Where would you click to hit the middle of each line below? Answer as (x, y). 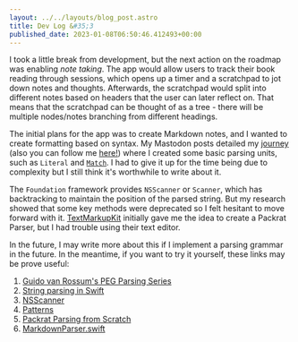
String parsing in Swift (63, 291)
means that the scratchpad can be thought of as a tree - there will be (136, 107)
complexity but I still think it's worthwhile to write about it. (115, 172)
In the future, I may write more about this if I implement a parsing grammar (146, 245)
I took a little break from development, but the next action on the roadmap (145, 60)
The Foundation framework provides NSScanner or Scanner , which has (136, 190)
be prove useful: (39, 264)
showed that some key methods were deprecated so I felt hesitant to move (147, 209)
